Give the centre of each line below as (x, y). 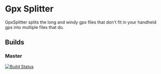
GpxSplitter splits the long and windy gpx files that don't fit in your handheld (80, 22)
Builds (15, 43)
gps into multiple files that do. (35, 27)
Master (14, 56)
